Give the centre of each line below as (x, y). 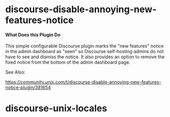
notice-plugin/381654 (28, 87)
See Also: (15, 72)
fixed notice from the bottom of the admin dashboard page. (68, 62)
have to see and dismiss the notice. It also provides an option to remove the (85, 57)
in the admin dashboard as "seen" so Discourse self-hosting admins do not (84, 52)
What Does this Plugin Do (33, 35)
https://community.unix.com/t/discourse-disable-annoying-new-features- (83, 82)
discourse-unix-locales (56, 108)
